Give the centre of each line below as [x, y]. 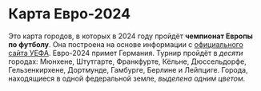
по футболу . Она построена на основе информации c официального [126, 44]
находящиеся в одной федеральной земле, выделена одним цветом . [127, 78]
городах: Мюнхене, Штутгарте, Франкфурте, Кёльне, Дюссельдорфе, [127, 61]
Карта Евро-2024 [69, 14]
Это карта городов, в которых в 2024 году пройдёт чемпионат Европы [131, 36]
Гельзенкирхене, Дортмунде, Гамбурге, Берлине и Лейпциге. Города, [128, 69]
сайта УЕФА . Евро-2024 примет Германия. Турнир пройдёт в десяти [126, 53]
